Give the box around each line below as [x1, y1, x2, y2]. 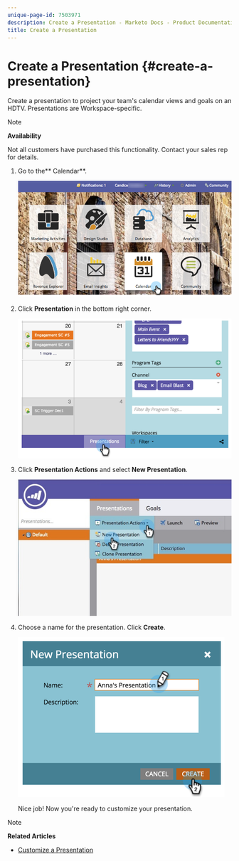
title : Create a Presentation [7, 26, 97, 33]
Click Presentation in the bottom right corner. [17, 304, 152, 313]
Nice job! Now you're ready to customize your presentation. [17, 804, 193, 813]
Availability [7, 132, 41, 140]
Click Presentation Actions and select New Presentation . [17, 465, 188, 474]
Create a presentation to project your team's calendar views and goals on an [7, 97, 232, 105]
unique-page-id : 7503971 [7, 11, 81, 18]
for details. [7, 153, 39, 161]
